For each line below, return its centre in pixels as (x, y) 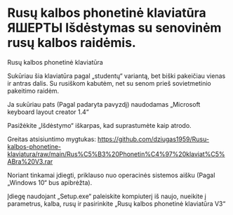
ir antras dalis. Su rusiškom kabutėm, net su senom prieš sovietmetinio (109, 83)
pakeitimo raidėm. (33, 91)
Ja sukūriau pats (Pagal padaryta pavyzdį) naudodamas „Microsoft (104, 104)
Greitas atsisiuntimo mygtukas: (52, 139)
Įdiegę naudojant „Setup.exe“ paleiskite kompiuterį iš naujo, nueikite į (107, 196)
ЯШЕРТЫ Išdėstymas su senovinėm (114, 28)
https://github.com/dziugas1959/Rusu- (153, 139)
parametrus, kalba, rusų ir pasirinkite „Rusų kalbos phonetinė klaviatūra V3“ (116, 203)
